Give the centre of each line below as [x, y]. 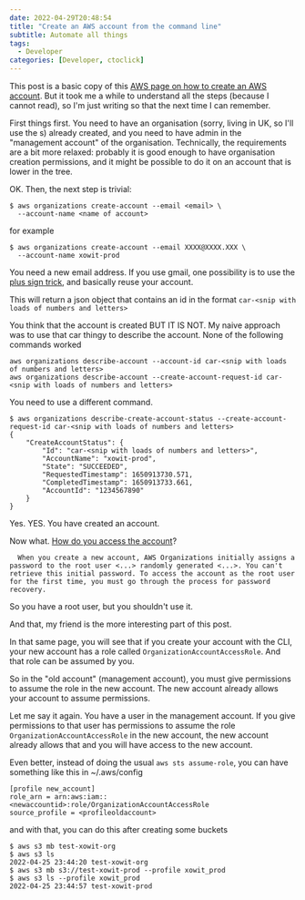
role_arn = [30, 797]
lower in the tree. [41, 171]
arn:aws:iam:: [81, 797]
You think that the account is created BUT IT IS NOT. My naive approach [145, 325]
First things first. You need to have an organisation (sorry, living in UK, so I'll [152, 123]
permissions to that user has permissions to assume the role [122, 726]
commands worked [46, 344]
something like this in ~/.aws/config [76, 772]
